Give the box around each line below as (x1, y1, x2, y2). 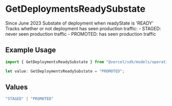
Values (5, 82, 28, 91)
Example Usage (5, 46, 56, 54)
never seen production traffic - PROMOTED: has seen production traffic (5, 31, 156, 37)
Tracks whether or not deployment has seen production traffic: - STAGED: (5, 25, 161, 31)
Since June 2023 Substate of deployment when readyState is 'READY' (5, 20, 154, 26)
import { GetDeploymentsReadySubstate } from (5, 59, 104, 65)
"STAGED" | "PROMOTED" (5, 96, 54, 101)
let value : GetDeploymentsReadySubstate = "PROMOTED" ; (5, 69, 125, 74)
